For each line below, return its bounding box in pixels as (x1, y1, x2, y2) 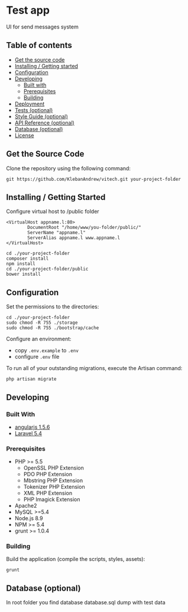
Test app (6, 4, 50, 17)
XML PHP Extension (23, 490, 73, 497)
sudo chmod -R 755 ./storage (6, 320, 78, 326)
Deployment (14, 100, 45, 107)
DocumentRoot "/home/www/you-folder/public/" (27, 225, 142, 231)
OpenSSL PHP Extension (23, 464, 85, 471)
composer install (6, 256, 49, 262)
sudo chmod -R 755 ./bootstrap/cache (6, 325, 99, 331)
